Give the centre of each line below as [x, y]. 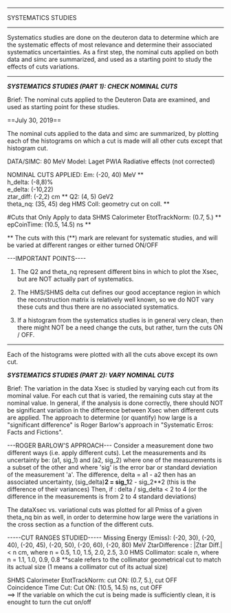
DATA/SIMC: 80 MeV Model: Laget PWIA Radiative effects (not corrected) [111, 161]
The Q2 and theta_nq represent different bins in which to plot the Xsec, [118, 271]
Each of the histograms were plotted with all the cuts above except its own [112, 355]
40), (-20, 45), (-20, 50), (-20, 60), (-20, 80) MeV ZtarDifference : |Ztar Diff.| [115, 545]
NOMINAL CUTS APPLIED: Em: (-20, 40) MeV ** [76, 175]
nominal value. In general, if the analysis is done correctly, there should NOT [115, 403]
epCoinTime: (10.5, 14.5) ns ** [49, 224]
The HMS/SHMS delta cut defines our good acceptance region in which [119, 292]
